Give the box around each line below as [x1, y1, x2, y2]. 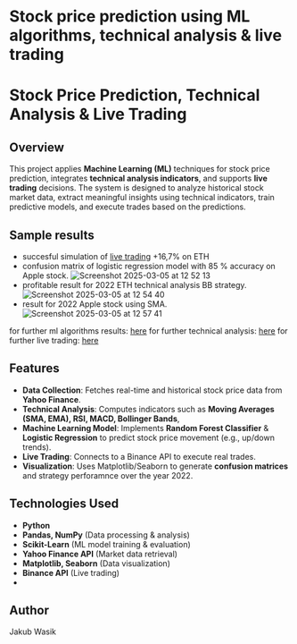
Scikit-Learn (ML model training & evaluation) [21, 538, 192, 549]
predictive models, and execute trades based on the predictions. [9, 201, 247, 212]
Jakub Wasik [9, 626, 56, 637]
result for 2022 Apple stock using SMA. [21, 299, 168, 309]
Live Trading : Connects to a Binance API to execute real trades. [21, 451, 257, 462]
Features [9, 360, 60, 377]
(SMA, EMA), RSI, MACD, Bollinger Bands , [21, 413, 180, 424]
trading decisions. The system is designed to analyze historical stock [9, 182, 265, 193]
